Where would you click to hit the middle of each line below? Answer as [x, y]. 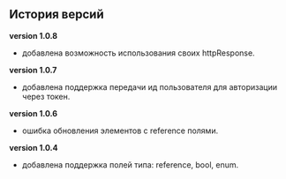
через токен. [46, 96]
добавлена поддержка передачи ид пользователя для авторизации [150, 86]
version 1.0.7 [33, 70]
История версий [56, 15]
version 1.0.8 [34, 35]
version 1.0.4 [34, 147]
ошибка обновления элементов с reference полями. [120, 131]
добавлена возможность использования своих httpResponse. [138, 53]
